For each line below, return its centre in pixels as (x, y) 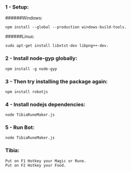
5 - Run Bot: (20, 128)
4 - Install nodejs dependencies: (45, 104)
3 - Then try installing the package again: (56, 81)
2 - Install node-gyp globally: (41, 58)
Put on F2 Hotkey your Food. (36, 165)
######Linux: (20, 37)
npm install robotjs (27, 92)
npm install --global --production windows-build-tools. (66, 27)
